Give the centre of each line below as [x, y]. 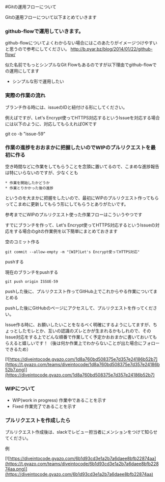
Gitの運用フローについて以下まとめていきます [51, 17]
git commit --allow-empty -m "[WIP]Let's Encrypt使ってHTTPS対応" [72, 252]
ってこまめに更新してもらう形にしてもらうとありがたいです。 [67, 204]
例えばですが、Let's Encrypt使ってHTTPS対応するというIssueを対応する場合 [82, 117]
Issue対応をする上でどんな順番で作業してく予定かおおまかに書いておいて [79, 337]
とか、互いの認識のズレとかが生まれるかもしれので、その [93, 331]
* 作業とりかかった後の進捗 [29, 188]
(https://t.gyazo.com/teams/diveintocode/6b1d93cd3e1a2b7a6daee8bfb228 [82, 464]
